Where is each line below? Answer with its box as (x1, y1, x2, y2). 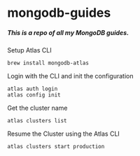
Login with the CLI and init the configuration (7, 72, 134, 80)
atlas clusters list (7, 118, 68, 125)
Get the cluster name (7, 104, 68, 113)
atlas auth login (7, 85, 58, 92)
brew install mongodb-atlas (7, 59, 90, 67)
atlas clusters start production (7, 143, 105, 150)
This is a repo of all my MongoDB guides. (7, 28, 129, 36)
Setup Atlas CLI (7, 46, 52, 55)
